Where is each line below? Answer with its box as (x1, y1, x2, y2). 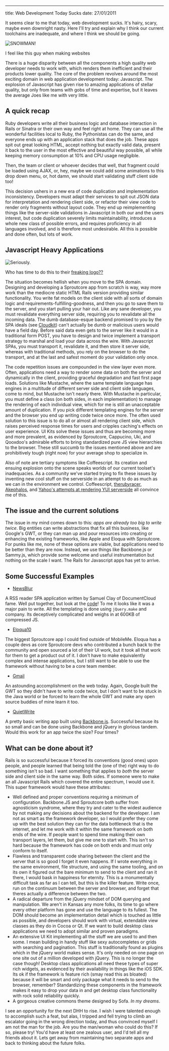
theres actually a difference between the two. (12, 891, 107, 897)
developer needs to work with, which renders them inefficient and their (5, 65, 152, 71)
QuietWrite (12, 709, 35, 715)
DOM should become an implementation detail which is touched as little (12, 912, 161, 918)
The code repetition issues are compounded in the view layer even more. (5, 363, 157, 370)
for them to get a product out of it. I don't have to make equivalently (5, 653, 145, 659)
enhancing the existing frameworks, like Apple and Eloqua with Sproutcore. (5, 536, 161, 542)
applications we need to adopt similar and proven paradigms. (12, 928, 139, 934)
